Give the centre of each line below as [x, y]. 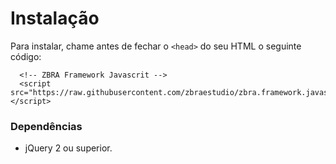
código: [26, 56]
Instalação [55, 18]
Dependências [46, 126]
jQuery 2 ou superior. [68, 148]
